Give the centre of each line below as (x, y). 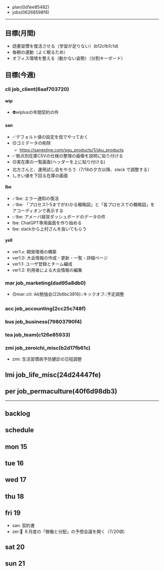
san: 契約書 (23, 525)
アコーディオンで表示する (38, 210)
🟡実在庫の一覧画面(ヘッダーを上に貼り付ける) (59, 162)
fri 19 (13, 513)
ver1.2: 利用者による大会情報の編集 (47, 270)
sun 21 (15, 563)
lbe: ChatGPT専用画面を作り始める (47, 223)
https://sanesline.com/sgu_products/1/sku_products (72, 150)
